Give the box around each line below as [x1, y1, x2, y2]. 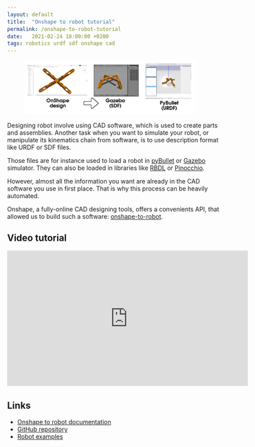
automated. [7, 191, 40, 199]
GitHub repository [16, 425, 68, 433]
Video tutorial [7, 232, 67, 243]
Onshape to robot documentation [16, 418, 111, 426]
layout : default [7, 11, 54, 18]
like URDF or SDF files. [7, 143, 71, 151]
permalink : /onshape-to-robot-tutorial [7, 25, 122, 32]
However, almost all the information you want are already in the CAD [7, 177, 201, 185]
